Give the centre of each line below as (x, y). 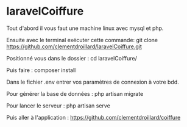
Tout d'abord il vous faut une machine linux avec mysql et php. (85, 28)
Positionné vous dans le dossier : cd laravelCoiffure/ (72, 58)
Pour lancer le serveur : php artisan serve (58, 106)
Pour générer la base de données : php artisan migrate (75, 93)
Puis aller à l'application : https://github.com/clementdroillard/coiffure (94, 117)
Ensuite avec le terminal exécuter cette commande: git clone (82, 40)
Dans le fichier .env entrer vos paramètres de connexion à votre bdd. (93, 82)
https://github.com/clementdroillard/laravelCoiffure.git (74, 46)
